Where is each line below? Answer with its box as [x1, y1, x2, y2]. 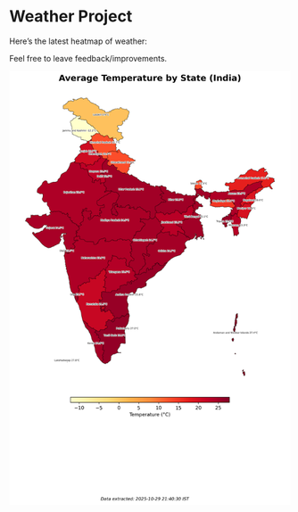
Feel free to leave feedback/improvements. [9, 53, 168, 63]
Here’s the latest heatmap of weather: [9, 36, 147, 46]
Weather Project [9, 6, 133, 27]
